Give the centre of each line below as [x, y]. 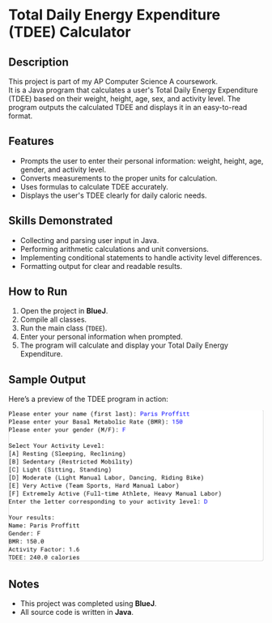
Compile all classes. [53, 320]
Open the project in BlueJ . [64, 311]
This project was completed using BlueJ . [88, 604]
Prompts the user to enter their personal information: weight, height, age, [142, 160]
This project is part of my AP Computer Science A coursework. [113, 81]
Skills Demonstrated [61, 221]
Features [31, 141]
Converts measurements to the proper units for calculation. [119, 178]
